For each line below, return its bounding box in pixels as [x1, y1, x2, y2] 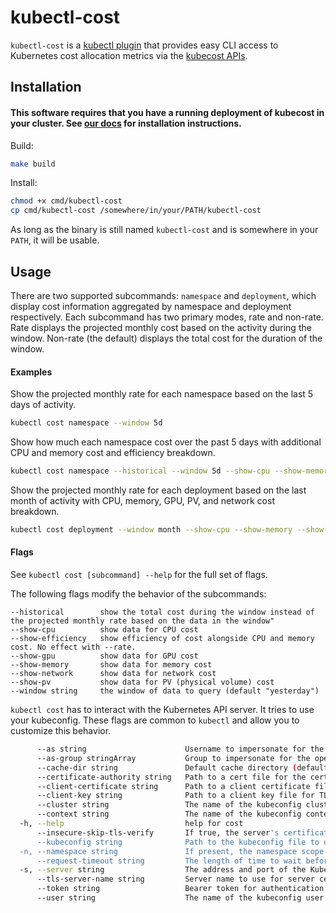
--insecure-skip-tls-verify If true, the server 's [36, 827, 280, 838]
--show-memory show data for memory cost [10, 660, 213, 670]
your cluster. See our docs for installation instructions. [10, 117, 242, 129]
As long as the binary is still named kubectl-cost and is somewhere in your [10, 224, 319, 236]
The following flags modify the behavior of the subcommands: [10, 588, 267, 600]
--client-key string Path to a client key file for [36, 791, 315, 801]
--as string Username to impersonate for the [36, 744, 325, 754]
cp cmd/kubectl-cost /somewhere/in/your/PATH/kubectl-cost [10, 206, 262, 216]
